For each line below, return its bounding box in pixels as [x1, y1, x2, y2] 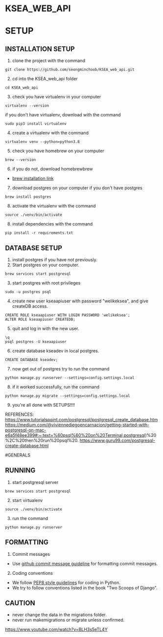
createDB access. [12, 303, 48, 309]
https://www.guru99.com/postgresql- [79, 437, 156, 443]
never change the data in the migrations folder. [12, 612, 107, 618]
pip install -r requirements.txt [5, 230, 73, 235]
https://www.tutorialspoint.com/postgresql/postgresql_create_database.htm [5, 417, 158, 422]
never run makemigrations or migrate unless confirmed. [12, 617, 125, 623]
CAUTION [5, 599, 35, 607]
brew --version [5, 158, 36, 162]
